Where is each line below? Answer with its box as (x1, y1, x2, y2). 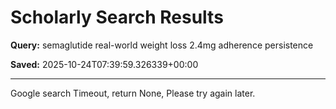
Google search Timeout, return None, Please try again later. (10, 87, 256, 99)
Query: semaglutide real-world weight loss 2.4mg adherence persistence (10, 39, 314, 51)
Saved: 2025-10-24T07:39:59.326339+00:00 (10, 58, 199, 70)
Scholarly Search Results (10, 6, 224, 29)
